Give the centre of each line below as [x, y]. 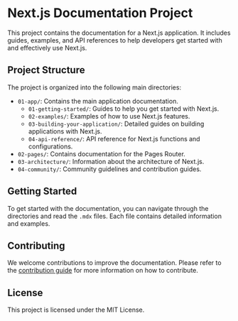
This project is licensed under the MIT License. [76, 310]
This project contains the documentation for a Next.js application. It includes [119, 33]
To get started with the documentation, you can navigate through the [108, 208]
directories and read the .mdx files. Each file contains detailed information [115, 216]
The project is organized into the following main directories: [94, 87]
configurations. [50, 146]
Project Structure [46, 70]
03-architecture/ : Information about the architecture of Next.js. [111, 161]
